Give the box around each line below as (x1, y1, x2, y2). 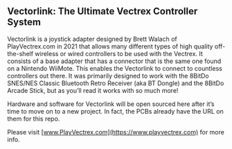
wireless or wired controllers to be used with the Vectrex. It (34, 49, 203, 58)
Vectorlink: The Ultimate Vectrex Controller (7, 6, 198, 17)
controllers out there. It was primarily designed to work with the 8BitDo (7, 71, 209, 80)
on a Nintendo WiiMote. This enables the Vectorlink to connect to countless (7, 64, 223, 72)
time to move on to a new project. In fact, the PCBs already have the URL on (7, 107, 224, 115)
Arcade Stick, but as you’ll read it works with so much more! (7, 86, 179, 94)
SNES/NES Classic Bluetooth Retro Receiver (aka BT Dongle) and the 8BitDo (7, 79, 224, 87)
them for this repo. (7, 114, 60, 123)
